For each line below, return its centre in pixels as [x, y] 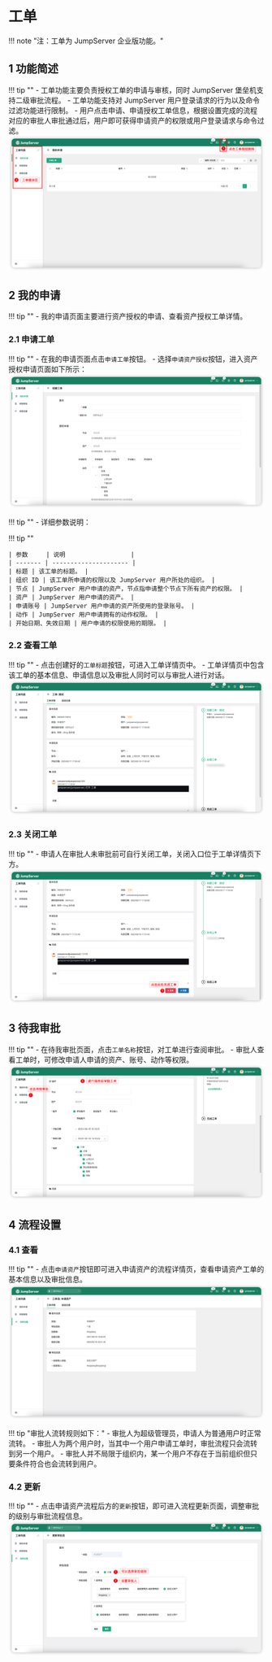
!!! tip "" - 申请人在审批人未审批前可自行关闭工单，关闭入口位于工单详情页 [131, 854]
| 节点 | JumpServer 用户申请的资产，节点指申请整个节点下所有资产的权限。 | [126, 589]
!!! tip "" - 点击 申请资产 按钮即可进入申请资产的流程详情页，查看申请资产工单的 [136, 1269]
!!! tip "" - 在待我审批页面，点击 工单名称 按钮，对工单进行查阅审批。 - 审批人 [133, 1049]
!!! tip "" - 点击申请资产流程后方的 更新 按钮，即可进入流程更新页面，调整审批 [134, 1506]
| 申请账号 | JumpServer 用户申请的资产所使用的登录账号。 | [101, 607]
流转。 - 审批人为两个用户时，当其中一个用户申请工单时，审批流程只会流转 [133, 1443]
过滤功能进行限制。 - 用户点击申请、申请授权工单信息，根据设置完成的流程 [133, 110]
